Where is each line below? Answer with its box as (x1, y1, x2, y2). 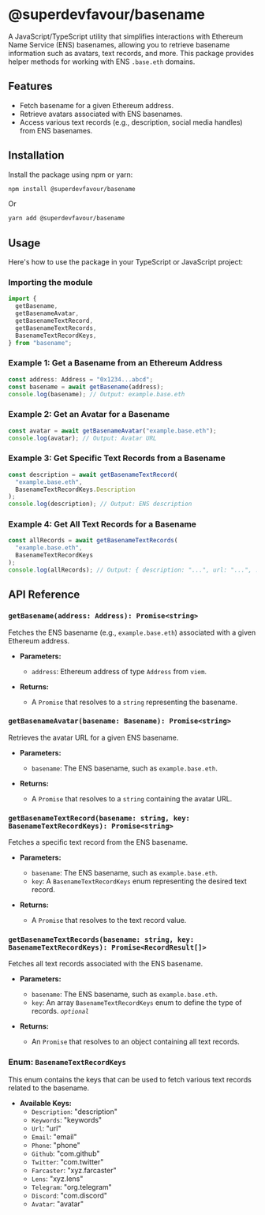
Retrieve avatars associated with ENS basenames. (19, 109, 183, 118)
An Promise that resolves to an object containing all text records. (31, 1037, 241, 1047)
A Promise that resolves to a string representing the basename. (31, 697, 238, 707)
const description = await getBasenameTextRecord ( (8, 471, 178, 478)
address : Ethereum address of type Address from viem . (31, 666, 207, 676)
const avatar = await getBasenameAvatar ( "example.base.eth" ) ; (8, 426, 217, 435)
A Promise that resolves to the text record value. (31, 916, 187, 925)
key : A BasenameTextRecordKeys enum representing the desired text (31, 876, 247, 886)
